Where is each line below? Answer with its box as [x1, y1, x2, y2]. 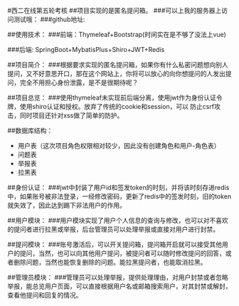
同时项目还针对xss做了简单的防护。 [19, 111, 124, 120]
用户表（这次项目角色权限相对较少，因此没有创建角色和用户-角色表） [17, 142, 221, 149]
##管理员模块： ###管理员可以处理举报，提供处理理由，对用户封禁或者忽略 [7, 273, 229, 281]
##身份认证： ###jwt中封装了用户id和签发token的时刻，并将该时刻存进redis [7, 184, 230, 191]
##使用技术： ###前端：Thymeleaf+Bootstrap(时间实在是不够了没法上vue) [7, 31, 226, 38]
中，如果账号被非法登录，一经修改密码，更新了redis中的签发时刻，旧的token [7, 192, 232, 201]
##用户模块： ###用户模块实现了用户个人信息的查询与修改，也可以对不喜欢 [7, 216, 229, 224]
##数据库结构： [7, 127, 53, 134]
